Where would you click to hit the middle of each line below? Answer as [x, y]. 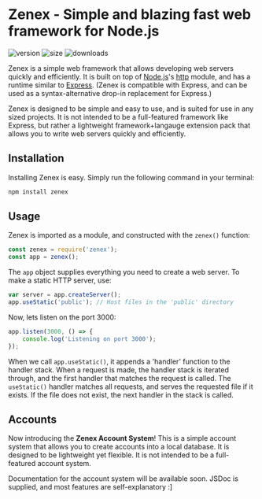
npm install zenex [38, 192]
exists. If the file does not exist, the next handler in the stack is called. [121, 394]
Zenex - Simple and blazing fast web [130, 15]
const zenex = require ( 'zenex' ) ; [63, 249]
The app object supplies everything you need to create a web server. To [124, 272]
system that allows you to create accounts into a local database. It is [119, 447]
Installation [36, 159]
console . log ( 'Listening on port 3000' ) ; [89, 339]
